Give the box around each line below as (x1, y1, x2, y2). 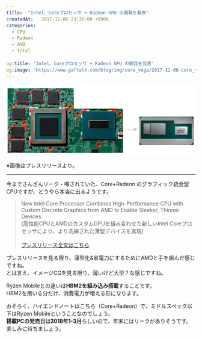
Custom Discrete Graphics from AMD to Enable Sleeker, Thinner (20, 207, 180, 214)
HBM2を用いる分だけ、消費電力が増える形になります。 (6, 290, 142, 297)
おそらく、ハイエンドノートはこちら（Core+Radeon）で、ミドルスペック (6, 302, 188, 310)
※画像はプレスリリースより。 (6, 162, 78, 169)
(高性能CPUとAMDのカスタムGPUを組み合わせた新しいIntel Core (20, 220, 182, 227)
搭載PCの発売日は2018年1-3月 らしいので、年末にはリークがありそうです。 (6, 318, 192, 325)
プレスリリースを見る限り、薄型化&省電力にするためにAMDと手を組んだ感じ (6, 254, 195, 261)
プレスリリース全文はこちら (20, 242, 90, 249)
